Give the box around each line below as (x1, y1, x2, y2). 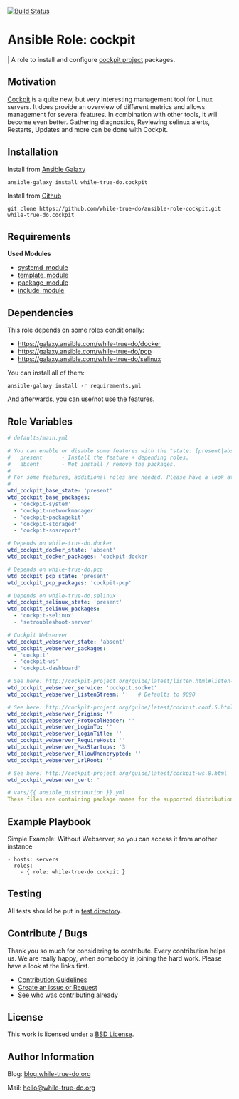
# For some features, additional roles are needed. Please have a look (7, 474, 224, 481)
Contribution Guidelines (17, 975, 87, 984)
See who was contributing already (17, 991, 119, 999)
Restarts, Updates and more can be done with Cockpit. (7, 125, 169, 133)
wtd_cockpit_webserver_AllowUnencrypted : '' (7, 750, 142, 757)
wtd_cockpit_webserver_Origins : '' (7, 710, 113, 717)
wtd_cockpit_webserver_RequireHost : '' (7, 737, 126, 744)
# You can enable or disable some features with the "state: (7, 447, 193, 455)
